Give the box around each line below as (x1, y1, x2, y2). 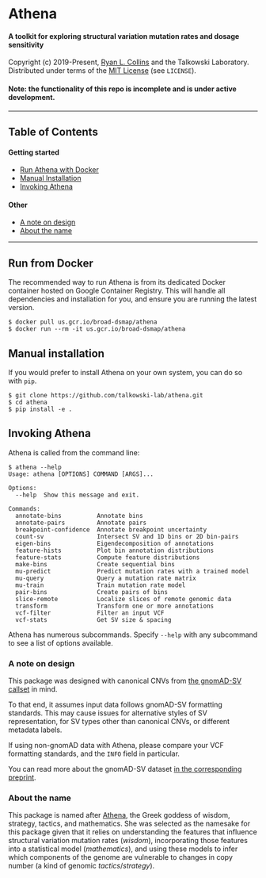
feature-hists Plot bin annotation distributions (15, 546, 215, 554)
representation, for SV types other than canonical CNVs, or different (8, 717, 230, 727)
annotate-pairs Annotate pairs (15, 519, 147, 527)
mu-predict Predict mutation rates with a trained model (15, 567, 249, 575)
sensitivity (8, 40, 44, 49)
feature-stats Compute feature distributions (15, 553, 200, 562)
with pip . (8, 376, 37, 385)
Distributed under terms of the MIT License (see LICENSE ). (8, 66, 196, 75)
